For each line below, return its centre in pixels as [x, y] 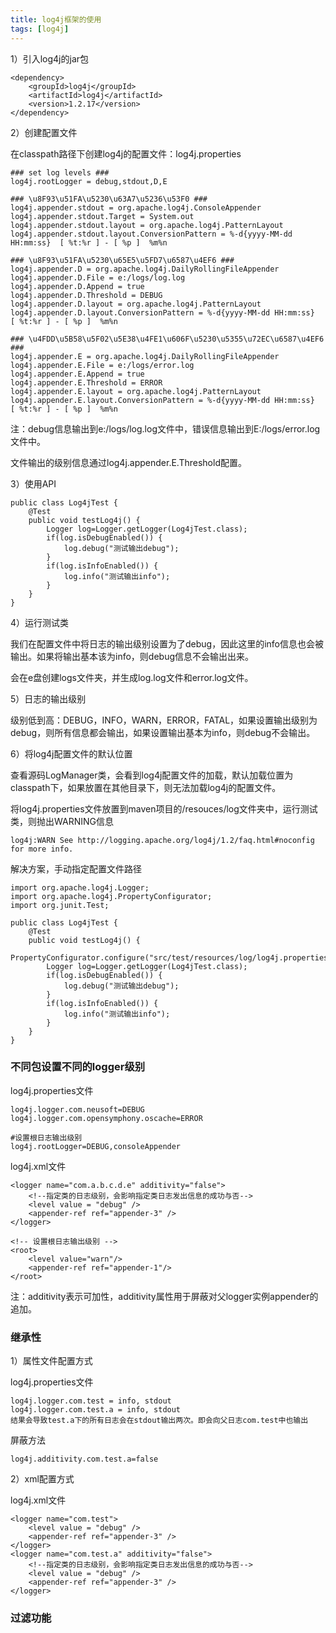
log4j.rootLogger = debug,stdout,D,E [89, 181]
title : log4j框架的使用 [56, 19]
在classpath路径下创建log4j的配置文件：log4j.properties [126, 153]
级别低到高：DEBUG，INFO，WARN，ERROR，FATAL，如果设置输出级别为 [164, 720]
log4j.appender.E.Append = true [77, 374]
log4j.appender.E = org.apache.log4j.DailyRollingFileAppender [145, 356]
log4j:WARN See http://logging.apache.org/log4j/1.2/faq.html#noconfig [162, 840]
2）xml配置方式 [42, 1479]
